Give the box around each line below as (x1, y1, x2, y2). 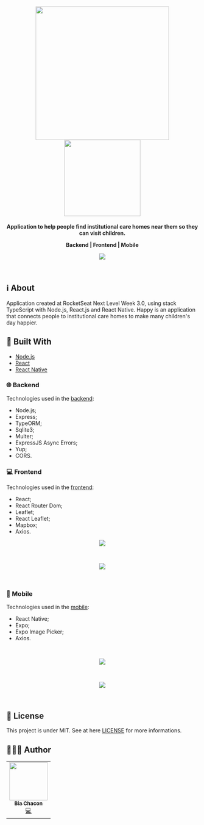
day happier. (6, 319, 38, 326)
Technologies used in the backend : (6, 395, 94, 402)
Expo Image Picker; (15, 628, 64, 635)
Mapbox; (15, 521, 38, 529)
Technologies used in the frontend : (6, 484, 94, 491)
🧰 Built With (6, 337, 52, 347)
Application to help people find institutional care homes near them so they (6, 223, 199, 230)
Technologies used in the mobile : (6, 604, 90, 611)
